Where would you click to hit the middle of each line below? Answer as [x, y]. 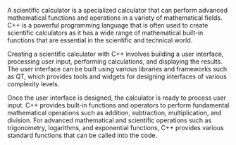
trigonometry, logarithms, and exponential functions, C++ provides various [116, 128]
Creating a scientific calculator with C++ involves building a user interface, [116, 54]
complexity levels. [33, 84]
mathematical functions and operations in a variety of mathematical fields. [115, 18]
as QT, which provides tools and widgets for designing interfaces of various [117, 76]
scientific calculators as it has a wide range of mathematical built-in [105, 33]
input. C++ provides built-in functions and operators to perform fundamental [118, 105]
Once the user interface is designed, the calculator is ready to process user [117, 98]
